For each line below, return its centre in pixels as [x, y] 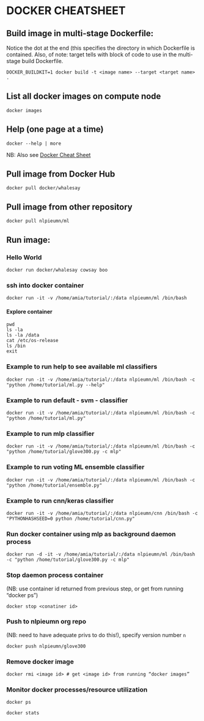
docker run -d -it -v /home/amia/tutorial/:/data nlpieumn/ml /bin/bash [101, 555]
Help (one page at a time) [55, 129]
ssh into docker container [45, 285]
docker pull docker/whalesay [43, 188]
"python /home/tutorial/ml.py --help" [56, 385]
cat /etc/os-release [33, 341]
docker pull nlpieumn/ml [38, 221]
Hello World [24, 257]
